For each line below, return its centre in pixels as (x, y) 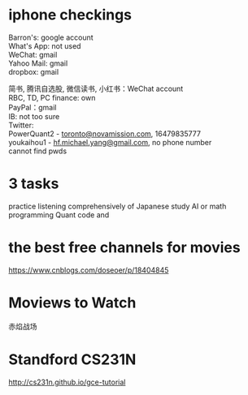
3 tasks (34, 184)
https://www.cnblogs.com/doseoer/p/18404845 (89, 270)
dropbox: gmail (34, 71)
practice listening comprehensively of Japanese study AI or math (117, 206)
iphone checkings (70, 15)
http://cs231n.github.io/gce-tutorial (67, 382)
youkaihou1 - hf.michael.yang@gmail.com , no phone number (110, 142)
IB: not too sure (34, 116)
